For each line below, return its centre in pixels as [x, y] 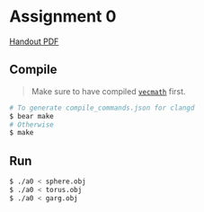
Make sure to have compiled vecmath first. [108, 91]
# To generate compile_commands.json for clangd [102, 108]
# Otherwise [31, 124]
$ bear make [31, 116]
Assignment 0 [63, 17]
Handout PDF [34, 41]
